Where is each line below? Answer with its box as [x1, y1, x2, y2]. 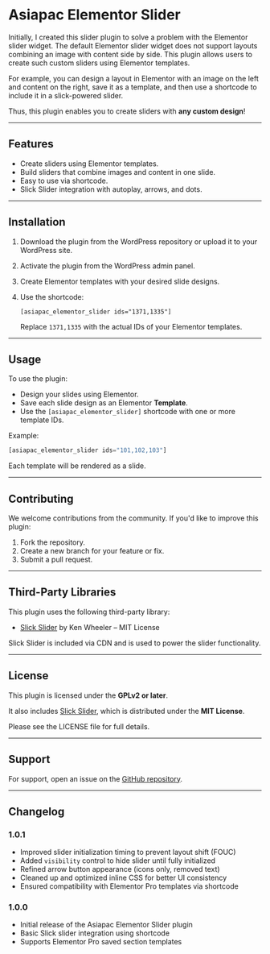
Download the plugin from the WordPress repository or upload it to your [19, 236, 258, 247]
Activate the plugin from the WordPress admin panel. [19, 260, 195, 271]
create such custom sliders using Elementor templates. [8, 58, 190, 68]
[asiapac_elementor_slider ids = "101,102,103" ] [8, 446, 167, 454]
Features [8, 137, 54, 151]
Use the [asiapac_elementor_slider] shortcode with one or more [19, 407, 235, 417]
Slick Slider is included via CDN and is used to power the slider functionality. [8, 638, 261, 648]
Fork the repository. [19, 537, 86, 547]
